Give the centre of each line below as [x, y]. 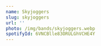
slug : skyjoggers [28, 17]
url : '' [15, 23]
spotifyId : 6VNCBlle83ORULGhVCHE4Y [50, 34]
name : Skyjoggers [28, 12]
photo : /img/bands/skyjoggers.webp [50, 28]
